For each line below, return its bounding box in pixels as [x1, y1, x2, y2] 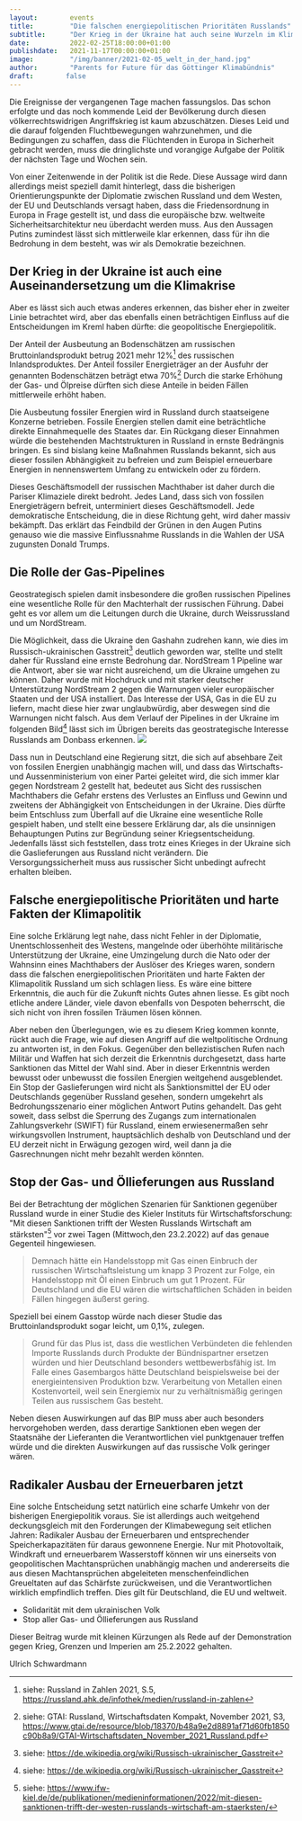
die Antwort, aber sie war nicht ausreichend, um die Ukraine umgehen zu [9, 665, 280, 675]
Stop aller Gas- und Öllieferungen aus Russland [22, 1614, 199, 1625]
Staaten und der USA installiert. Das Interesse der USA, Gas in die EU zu [9, 693, 277, 704]
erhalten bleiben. [9, 867, 72, 877]
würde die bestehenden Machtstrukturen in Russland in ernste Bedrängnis [9, 435, 285, 446]
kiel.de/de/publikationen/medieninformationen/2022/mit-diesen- [22, 1792, 262, 1803]
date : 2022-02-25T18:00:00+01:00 [9, 38, 171, 48]
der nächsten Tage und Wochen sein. [9, 154, 148, 165]
